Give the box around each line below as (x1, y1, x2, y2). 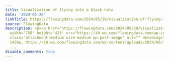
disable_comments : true (5, 49, 55, 54)
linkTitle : (5, 16, 28, 21)
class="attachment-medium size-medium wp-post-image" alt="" (10, 35, 141, 40)
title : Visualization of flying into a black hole (5, 7, 114, 12)
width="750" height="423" (10, 30, 64, 35)
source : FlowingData (5, 21, 49, 26)
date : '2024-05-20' (5, 12, 46, 17)
